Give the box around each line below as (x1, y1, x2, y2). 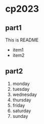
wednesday (12, 91, 37, 97)
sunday (12, 113, 28, 119)
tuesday (12, 86, 30, 92)
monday (12, 80, 30, 87)
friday (12, 102, 25, 108)
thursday (12, 96, 31, 103)
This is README (5, 37, 39, 43)
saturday (12, 108, 31, 114)
